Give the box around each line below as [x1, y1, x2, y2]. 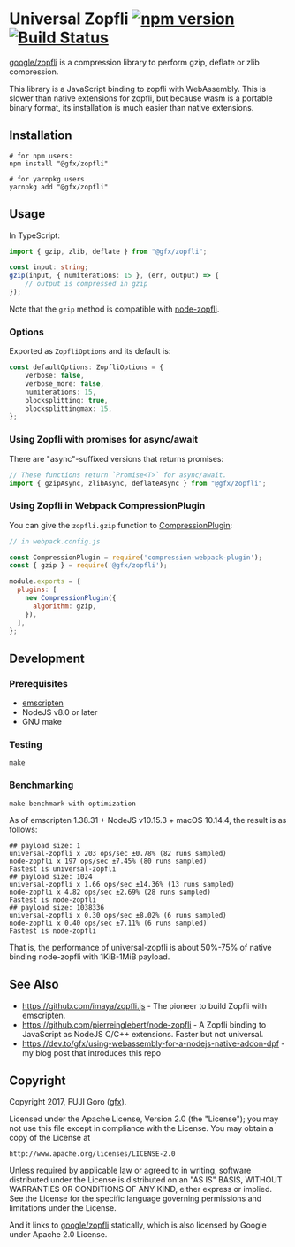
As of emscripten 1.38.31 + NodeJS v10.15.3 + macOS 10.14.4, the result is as [9, 814, 287, 825]
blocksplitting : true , [25, 396, 109, 404]
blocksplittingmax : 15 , [25, 404, 113, 413]
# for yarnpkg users [9, 174, 86, 183]
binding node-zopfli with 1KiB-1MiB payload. [9, 951, 170, 962]
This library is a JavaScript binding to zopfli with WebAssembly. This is [9, 83, 267, 94]
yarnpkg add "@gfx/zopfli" [9, 182, 109, 191]
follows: [9, 824, 38, 835]
